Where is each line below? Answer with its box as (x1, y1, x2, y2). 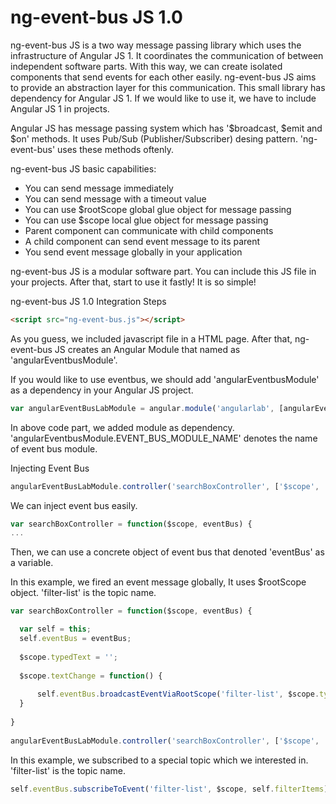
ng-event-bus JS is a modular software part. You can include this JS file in (10, 265, 317, 277)
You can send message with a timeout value (24, 192, 207, 205)
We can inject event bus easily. (10, 499, 138, 511)
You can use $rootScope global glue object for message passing (24, 203, 292, 215)
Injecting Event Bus (10, 462, 90, 474)
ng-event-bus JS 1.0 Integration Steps (10, 295, 167, 307)
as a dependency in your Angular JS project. (10, 384, 194, 396)
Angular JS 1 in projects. (10, 102, 110, 115)
